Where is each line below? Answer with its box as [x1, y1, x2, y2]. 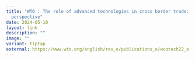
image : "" [6, 35, 30, 41]
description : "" [6, 30, 46, 36]
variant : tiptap [6, 41, 46, 47]
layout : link [6, 24, 38, 31]
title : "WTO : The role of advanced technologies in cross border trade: [6, 8, 190, 15]
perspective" [11, 14, 43, 20]
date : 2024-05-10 [6, 19, 48, 25]
